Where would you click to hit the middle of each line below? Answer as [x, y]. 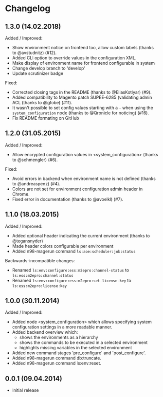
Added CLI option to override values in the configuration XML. [74, 58]
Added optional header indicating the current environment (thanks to [81, 235]
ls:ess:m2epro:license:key [39, 286]
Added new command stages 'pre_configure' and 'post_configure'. [79, 353]
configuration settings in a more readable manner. [62, 327]
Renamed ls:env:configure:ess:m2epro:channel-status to [71, 270]
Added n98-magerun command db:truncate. [56, 358]
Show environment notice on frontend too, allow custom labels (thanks [83, 47]
